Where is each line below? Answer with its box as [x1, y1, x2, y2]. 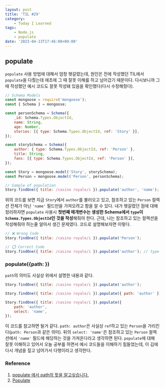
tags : [5, 25, 16, 30]
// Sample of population [5, 183, 56, 188]
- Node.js [14, 30, 34, 35]
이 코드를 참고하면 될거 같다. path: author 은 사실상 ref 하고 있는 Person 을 [5, 323, 147, 329]
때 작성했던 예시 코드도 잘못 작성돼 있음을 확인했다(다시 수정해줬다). [5, 83, 134, 89]
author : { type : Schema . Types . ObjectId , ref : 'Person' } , [14, 147, 135, 152]
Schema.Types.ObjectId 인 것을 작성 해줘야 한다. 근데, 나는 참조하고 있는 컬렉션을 [5, 215, 158, 221]
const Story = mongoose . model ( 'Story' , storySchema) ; [5, 170, 118, 174]
